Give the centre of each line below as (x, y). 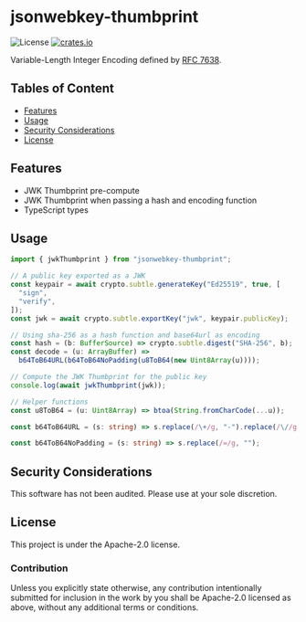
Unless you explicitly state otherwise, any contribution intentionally (136, 588)
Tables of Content (63, 89)
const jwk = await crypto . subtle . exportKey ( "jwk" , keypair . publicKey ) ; (149, 318)
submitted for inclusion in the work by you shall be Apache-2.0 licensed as (151, 598)
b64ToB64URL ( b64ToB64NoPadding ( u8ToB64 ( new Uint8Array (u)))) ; (139, 361)
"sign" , (33, 293)
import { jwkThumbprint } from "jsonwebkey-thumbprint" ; (121, 259)
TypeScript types (56, 210)
